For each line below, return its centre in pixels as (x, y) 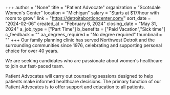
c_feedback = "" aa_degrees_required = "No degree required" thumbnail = (84, 34)
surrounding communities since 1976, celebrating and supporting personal (84, 45)
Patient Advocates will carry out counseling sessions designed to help (79, 76)
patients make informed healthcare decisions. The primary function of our (83, 81)
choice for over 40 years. (32, 51)
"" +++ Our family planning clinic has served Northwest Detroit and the (80, 40)
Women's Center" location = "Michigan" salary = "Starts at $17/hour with (82, 13)
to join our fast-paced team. (35, 66)
